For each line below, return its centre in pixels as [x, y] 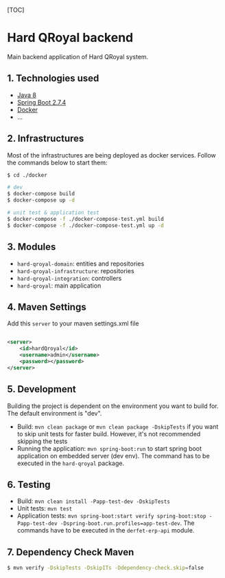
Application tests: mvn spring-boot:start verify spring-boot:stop [111, 516]
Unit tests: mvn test [45, 509]
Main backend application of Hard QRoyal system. [78, 56]
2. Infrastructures [46, 139]
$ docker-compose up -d [41, 200]
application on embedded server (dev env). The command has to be [114, 456]
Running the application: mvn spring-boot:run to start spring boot [109, 448]
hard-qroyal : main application [59, 286]
